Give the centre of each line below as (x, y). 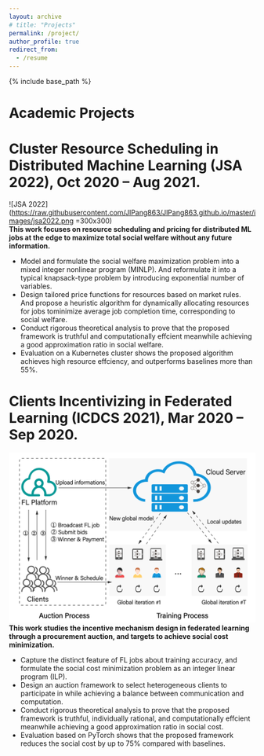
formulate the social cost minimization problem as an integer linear (128, 669)
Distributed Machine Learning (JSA (126, 166)
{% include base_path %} (50, 81)
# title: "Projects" (43, 25)
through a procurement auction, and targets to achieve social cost (119, 637)
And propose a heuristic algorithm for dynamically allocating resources (135, 303)
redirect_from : (34, 50)
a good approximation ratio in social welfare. (92, 345)
